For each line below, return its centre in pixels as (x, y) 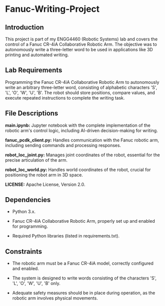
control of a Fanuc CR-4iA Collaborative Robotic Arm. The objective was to (81, 44)
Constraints (24, 252)
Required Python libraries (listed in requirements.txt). (66, 236)
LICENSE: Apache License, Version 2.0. (45, 184)
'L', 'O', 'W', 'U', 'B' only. (36, 283)
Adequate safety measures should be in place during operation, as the (83, 293)
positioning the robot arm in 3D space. (44, 175)
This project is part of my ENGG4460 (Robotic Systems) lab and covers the (81, 39)
